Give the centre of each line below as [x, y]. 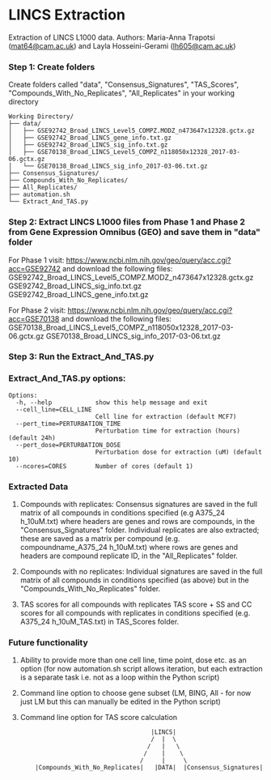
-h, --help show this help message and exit [112, 403]
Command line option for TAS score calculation [99, 718]
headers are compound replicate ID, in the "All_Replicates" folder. [129, 556]
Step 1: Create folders [52, 66]
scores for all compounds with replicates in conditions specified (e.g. [135, 613]
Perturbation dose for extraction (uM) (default [179, 452]
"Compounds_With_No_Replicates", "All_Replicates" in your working [122, 93]
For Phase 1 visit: [36, 260]
